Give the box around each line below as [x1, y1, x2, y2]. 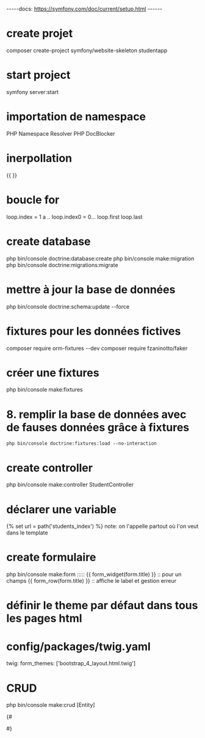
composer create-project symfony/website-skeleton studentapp [6, 46, 168, 54]
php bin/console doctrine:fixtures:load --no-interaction [6, 440, 157, 447]
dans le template [6, 529, 48, 536]
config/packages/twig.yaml [6, 640, 151, 653]
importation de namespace [6, 110, 146, 124]
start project [6, 68, 71, 82]
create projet [6, 27, 73, 40]
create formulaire [6, 550, 96, 564]
